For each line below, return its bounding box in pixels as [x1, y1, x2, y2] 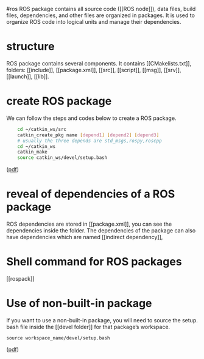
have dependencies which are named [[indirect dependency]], [6, 234, 163, 241]
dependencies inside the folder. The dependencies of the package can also [6, 227, 196, 234]
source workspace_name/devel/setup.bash [6, 335, 111, 341]
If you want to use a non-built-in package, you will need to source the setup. [6, 316, 198, 324]
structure [6, 40, 55, 54]
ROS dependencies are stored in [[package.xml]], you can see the [6, 220, 172, 228]
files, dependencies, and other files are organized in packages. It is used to [6, 12, 195, 19]
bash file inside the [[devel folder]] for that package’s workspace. [6, 323, 171, 330]
